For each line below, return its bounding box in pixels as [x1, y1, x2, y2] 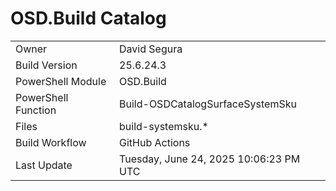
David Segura [119, 42, 183, 56]
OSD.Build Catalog [10, 7, 167, 30]
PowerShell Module [15, 74, 107, 88]
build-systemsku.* [119, 119, 209, 133]
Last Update [15, 158, 73, 172]
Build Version [15, 58, 78, 72]
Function [15, 103, 57, 117]
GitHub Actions [119, 135, 191, 149]
